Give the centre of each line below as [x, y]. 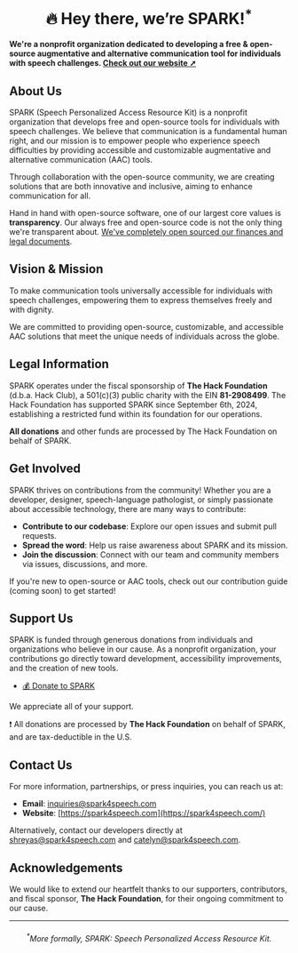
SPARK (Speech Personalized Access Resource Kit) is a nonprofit [129, 113]
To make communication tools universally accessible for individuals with [141, 291]
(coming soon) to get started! [63, 590]
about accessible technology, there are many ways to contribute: [128, 509]
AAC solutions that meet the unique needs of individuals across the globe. [145, 336]
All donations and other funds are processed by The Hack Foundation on [143, 431]
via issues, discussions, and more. [85, 564]
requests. [39, 535]
